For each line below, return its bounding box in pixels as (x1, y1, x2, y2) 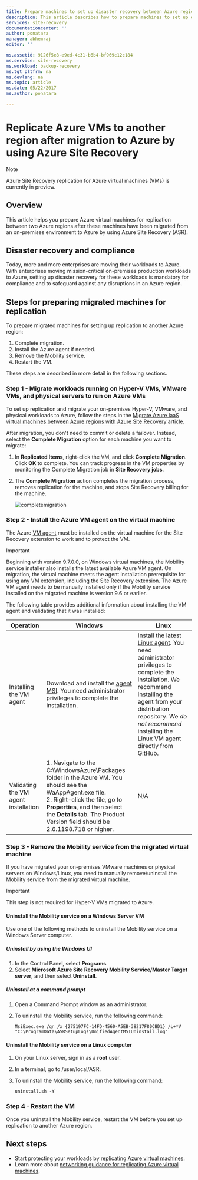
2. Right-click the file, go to (46, 795, 123, 803)
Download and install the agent (46, 679, 133, 687)
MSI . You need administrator (46, 686, 125, 694)
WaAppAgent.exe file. (46, 788, 106, 796)
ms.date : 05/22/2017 (6, 85, 57, 91)
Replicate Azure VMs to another (6, 121, 166, 134)
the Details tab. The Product (46, 810, 125, 818)
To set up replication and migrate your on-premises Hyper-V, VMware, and (6, 405, 187, 413)
